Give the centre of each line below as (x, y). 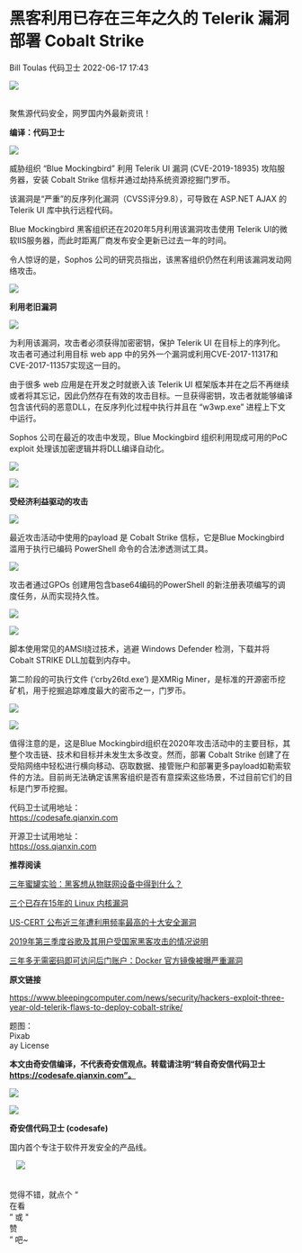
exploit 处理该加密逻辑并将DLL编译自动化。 (89, 448)
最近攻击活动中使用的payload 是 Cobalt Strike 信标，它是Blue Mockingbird (147, 537)
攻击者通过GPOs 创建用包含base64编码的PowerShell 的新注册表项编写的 (144, 584)
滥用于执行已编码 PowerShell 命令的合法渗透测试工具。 (111, 548)
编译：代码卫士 (37, 132)
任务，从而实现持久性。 (60, 596)
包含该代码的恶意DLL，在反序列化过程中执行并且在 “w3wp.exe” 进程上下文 (147, 407)
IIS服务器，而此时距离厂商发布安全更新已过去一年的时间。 (124, 240)
